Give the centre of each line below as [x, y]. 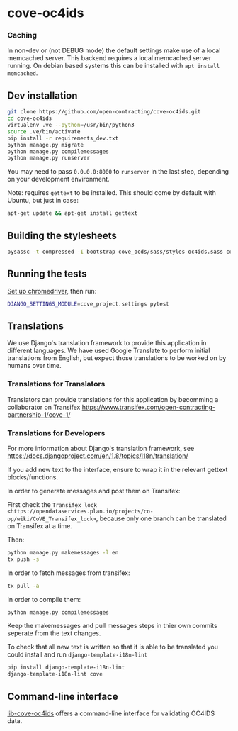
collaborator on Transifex [44, 407]
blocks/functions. [33, 477]
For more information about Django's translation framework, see [101, 448]
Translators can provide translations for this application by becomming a [113, 399]
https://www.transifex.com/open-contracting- [149, 407]
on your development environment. [58, 179]
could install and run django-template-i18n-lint [78, 654]
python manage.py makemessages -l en [63, 552]
